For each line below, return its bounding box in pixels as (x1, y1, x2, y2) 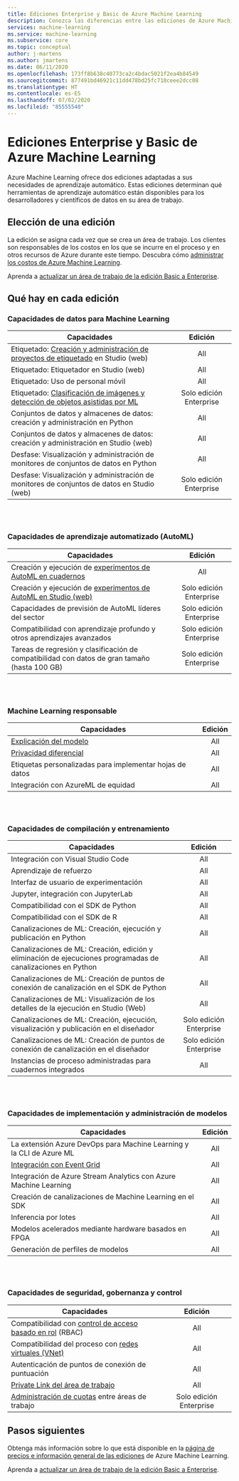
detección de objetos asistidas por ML (11, 397, 139, 407)
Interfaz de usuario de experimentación (11, 877, 143, 887)
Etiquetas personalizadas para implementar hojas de (11, 759, 186, 769)
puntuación (11, 1368, 49, 1378)
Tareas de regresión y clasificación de (11, 644, 139, 654)
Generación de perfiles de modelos (11, 1244, 129, 1254)
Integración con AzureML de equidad (11, 779, 135, 789)
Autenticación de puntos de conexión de (11, 1359, 147, 1369)
